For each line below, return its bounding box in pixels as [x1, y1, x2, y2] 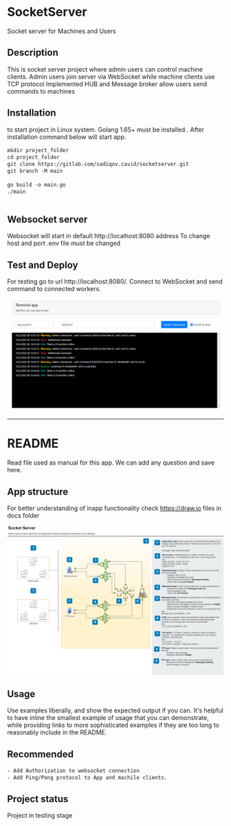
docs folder [7, 511, 40, 520]
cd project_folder [7, 153, 60, 160]
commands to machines [7, 87, 76, 95]
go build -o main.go [7, 181, 67, 188]
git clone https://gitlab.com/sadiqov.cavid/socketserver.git [7, 160, 189, 167]
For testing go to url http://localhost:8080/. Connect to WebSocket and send [7, 277, 223, 286]
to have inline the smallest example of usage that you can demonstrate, [7, 714, 209, 722]
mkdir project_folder [7, 147, 69, 153]
